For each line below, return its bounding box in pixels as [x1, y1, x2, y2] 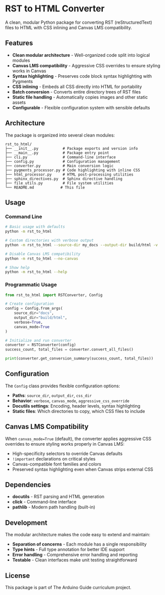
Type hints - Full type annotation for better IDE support [12, 547, 125, 552]
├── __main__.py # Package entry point [5, 150, 110, 155]
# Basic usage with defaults [5, 225, 65, 229]
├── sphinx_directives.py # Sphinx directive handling [5, 176, 123, 181]
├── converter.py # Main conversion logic [5, 163, 114, 168]
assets [12, 99, 26, 105]
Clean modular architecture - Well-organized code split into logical [12, 52, 150, 58]
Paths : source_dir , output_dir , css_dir [12, 392, 92, 398]
